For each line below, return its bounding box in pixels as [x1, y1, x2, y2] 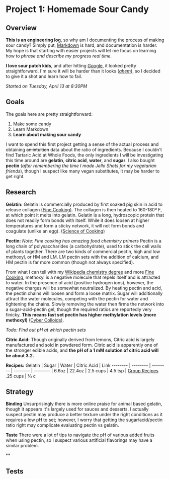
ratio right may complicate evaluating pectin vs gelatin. [6, 422, 120, 428]
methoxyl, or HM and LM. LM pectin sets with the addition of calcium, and [6, 254, 159, 260]
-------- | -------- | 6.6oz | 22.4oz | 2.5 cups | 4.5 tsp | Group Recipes [14, 367, 159, 373]
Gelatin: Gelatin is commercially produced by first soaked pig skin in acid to [6, 201, 163, 207]
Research [6, 188, 37, 197]
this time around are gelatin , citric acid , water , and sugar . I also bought [6, 157, 155, 163]
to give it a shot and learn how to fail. [6, 73, 82, 79]
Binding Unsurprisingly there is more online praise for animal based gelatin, [6, 401, 162, 407]
